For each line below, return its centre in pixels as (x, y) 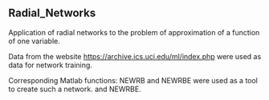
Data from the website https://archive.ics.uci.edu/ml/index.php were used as (135, 56)
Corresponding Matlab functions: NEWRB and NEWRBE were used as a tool (133, 80)
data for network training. (50, 65)
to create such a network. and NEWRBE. (75, 89)
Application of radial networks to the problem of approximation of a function (134, 32)
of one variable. (34, 41)
